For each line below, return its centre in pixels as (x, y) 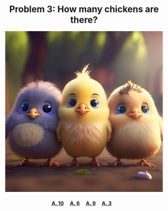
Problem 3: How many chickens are (84, 9)
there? (84, 20)
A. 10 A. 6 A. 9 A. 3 (82, 203)
